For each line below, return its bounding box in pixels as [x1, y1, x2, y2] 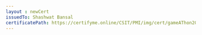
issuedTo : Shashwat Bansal [5, 14, 74, 20]
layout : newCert [5, 8, 49, 15]
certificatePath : [5, 20, 49, 26]
